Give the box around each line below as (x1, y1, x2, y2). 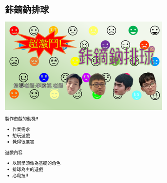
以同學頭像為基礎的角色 (12, 160, 61, 166)
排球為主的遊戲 (12, 166, 43, 172)
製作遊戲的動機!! (5, 116, 39, 122)
